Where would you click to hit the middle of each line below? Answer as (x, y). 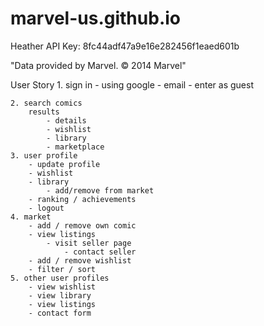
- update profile (64, 164)
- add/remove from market (100, 190)
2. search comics (46, 103)
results (44, 112)
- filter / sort (62, 269)
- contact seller (100, 252)
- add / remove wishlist (80, 260)
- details (66, 120)
